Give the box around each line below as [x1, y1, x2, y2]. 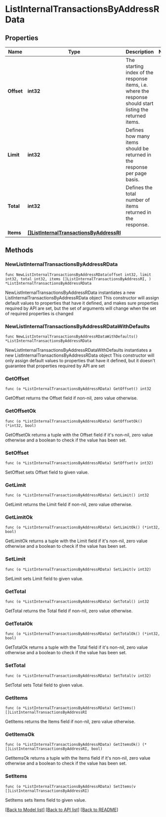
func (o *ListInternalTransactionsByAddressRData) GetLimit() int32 [5, 493, 149, 498]
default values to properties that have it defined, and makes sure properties [5, 300, 159, 306]
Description [125, 48, 154, 55]
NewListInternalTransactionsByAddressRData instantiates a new [5, 289, 136, 295]
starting [125, 63, 144, 70]
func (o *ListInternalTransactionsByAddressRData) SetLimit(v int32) [5, 567, 152, 572]
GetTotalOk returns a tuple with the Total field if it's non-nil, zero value [5, 644, 148, 650]
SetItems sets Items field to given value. [5, 797, 86, 803]
